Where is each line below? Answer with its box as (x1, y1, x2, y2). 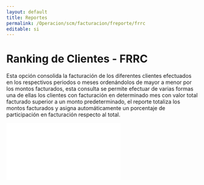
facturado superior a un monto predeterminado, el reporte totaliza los (6, 98, 181, 105)
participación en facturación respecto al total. (6, 111, 121, 119)
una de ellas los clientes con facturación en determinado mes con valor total (6, 92, 198, 99)
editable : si (6, 26, 40, 32)
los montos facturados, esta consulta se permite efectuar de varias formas (6, 85, 194, 92)
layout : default (6, 9, 47, 15)
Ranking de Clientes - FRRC (6, 52, 148, 66)
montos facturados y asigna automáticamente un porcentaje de (6, 105, 166, 112)
